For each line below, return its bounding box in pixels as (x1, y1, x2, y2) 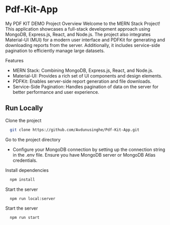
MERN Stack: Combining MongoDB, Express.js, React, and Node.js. (12, 67, 154, 73)
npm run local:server (10, 196, 56, 201)
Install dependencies (5, 167, 49, 173)
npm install (10, 177, 36, 182)
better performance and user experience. (12, 89, 99, 95)
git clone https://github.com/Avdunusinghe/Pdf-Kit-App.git (10, 127, 140, 132)
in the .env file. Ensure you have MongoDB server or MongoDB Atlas (12, 152, 156, 158)
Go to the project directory (5, 136, 61, 142)
